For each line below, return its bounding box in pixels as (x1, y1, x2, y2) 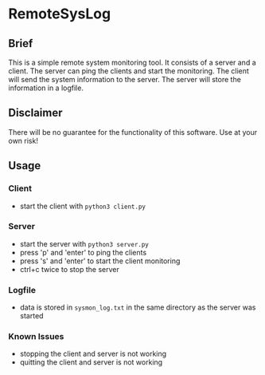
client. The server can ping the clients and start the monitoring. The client (8, 66, 249, 76)
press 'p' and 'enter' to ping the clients (19, 247, 147, 257)
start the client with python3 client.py (19, 201, 146, 211)
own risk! (8, 136, 38, 145)
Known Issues (8, 331, 64, 342)
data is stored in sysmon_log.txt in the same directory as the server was (19, 302, 256, 312)
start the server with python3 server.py (19, 239, 150, 248)
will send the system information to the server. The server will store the (8, 75, 241, 84)
